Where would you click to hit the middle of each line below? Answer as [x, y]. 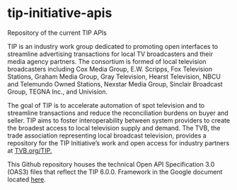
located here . [27, 179]
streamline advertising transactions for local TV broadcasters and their [110, 54]
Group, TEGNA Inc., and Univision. [58, 91]
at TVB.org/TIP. [30, 150]
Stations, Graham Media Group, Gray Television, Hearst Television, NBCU [114, 77]
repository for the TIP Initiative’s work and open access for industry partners [118, 142]
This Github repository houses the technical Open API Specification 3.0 [111, 164]
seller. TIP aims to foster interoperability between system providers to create [119, 120]
